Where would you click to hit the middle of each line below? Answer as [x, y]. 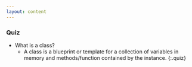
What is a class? [35, 45]
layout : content [26, 12]
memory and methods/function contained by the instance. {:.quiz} [105, 58]
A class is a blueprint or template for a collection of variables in [101, 52]
